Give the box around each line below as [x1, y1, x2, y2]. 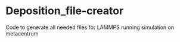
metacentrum [5, 30, 39, 37]
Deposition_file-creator [5, 4, 124, 18]
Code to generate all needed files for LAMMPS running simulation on [5, 24, 174, 31]
